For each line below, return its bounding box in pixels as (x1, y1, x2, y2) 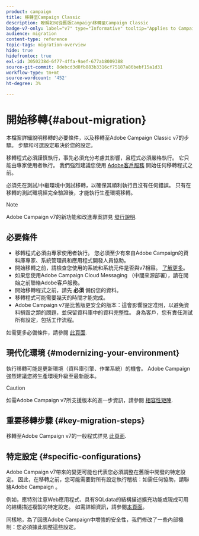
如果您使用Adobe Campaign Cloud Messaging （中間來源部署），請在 (14, 271, 184, 278)
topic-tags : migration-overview (6, 42, 86, 48)
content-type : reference (6, 36, 68, 42)
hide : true (6, 48, 33, 54)
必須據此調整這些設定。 (21, 524, 79, 531)
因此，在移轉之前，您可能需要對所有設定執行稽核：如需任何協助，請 (17, 476, 184, 483)
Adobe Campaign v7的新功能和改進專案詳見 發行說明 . (6, 213, 137, 220)
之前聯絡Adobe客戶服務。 (20, 279, 84, 286)
